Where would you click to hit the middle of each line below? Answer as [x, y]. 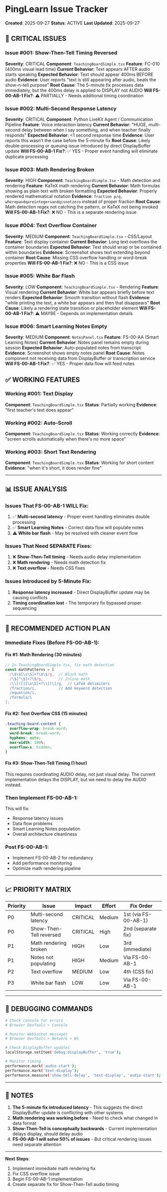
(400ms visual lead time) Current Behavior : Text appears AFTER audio [78, 69]
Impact [83, 906]
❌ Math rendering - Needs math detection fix [59, 562]
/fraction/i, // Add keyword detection [61, 688]
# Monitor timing [23, 1061]
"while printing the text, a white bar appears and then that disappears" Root [83, 303]
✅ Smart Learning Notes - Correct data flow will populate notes [78, 527]
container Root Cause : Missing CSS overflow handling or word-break [76, 257]
